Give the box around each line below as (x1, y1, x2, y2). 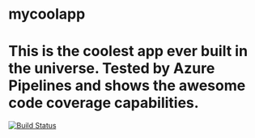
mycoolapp (8, 5, 86, 24)
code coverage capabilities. (8, 94, 200, 112)
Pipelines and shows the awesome (8, 76, 246, 95)
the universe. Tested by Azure (8, 59, 215, 78)
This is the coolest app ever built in (8, 42, 249, 61)
